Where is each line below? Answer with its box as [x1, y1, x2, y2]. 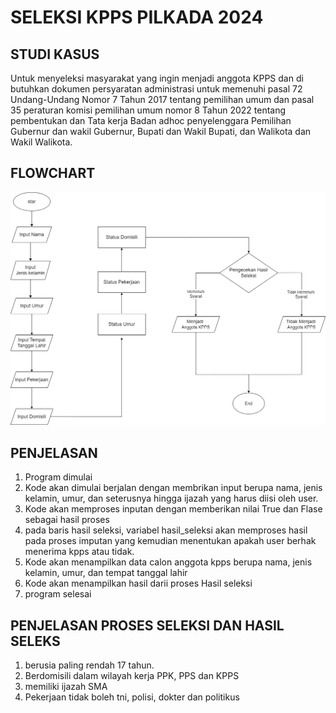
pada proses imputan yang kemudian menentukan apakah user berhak [24, 535, 317, 547]
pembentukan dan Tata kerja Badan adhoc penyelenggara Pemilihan [10, 115, 292, 126]
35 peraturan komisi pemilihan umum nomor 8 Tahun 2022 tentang [10, 104, 287, 116]
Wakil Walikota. [10, 136, 73, 148]
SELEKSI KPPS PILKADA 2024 [10, 6, 264, 29]
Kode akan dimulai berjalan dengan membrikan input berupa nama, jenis [24, 482, 323, 494]
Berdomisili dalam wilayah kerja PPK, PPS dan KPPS [24, 670, 240, 682]
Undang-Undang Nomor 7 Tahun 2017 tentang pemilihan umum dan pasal [10, 94, 315, 105]
